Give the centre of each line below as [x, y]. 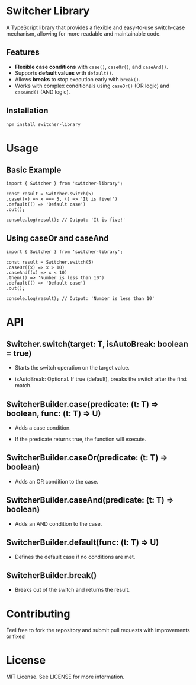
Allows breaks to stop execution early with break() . [78, 79]
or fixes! [16, 636]
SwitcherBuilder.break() [52, 575]
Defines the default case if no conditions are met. [75, 557]
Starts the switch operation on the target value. [72, 368]
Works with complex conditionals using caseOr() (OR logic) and [92, 86]
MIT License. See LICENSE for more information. [65, 677]
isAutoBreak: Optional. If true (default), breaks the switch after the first [101, 379]
